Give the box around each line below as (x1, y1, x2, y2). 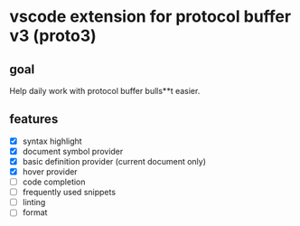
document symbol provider (22, 146, 124, 156)
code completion (22, 176, 86, 187)
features (9, 111, 59, 127)
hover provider (22, 166, 79, 177)
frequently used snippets (22, 187, 116, 198)
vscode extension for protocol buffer (9, 6, 292, 27)
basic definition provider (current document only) (22, 155, 206, 166)
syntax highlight (22, 136, 83, 146)
